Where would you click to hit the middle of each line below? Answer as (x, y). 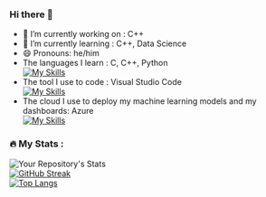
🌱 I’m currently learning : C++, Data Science (104, 43)
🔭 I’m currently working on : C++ (83, 34)
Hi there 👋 (32, 14)
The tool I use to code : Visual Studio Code (102, 82)
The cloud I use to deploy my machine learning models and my (139, 101)
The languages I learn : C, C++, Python (95, 63)
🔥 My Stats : (37, 144)
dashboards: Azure (58, 111)
